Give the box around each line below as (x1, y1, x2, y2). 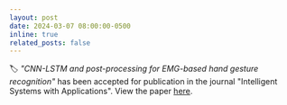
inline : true (9, 30, 59, 39)
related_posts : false (9, 38, 91, 48)
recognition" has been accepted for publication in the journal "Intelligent (9, 76, 278, 87)
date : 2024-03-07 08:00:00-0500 (9, 22, 131, 31)
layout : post (9, 13, 59, 22)
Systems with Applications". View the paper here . (9, 86, 193, 97)
